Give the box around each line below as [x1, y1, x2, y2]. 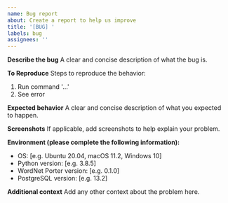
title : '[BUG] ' [7, 23, 55, 30]
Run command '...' [17, 83, 70, 91]
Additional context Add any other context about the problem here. [7, 188, 200, 196]
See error [17, 90, 46, 99]
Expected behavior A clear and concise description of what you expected [7, 104, 222, 112]
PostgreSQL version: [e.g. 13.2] [17, 174, 108, 183]
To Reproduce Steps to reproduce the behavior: [7, 69, 146, 78]
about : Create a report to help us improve [7, 17, 137, 24]
